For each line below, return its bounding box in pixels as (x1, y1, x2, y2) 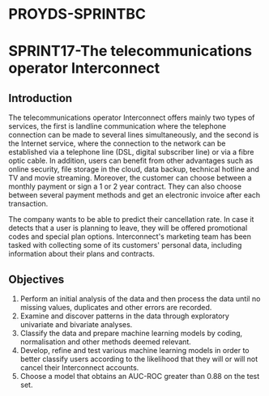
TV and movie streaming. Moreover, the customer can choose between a (8, 173, 253, 183)
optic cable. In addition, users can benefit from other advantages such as (8, 155, 254, 166)
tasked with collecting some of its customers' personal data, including (8, 241, 242, 250)
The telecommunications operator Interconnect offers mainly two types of (8, 113, 255, 122)
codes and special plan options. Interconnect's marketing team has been (8, 232, 252, 241)
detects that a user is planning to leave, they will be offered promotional (8, 224, 248, 233)
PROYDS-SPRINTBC (8, 5, 147, 23)
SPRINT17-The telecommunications (8, 42, 253, 61)
